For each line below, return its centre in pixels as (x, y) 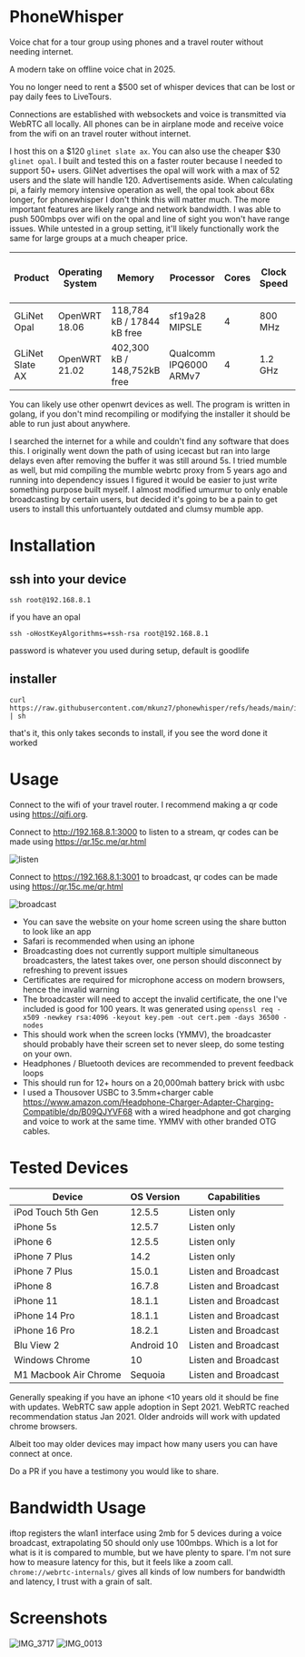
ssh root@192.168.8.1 (50, 600)
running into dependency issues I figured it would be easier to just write (143, 480)
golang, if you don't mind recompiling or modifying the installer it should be (150, 414)
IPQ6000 (189, 364)
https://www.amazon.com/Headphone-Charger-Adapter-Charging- (148, 1102)
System (80, 283)
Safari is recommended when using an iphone (108, 941)
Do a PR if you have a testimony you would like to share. (114, 1470)
